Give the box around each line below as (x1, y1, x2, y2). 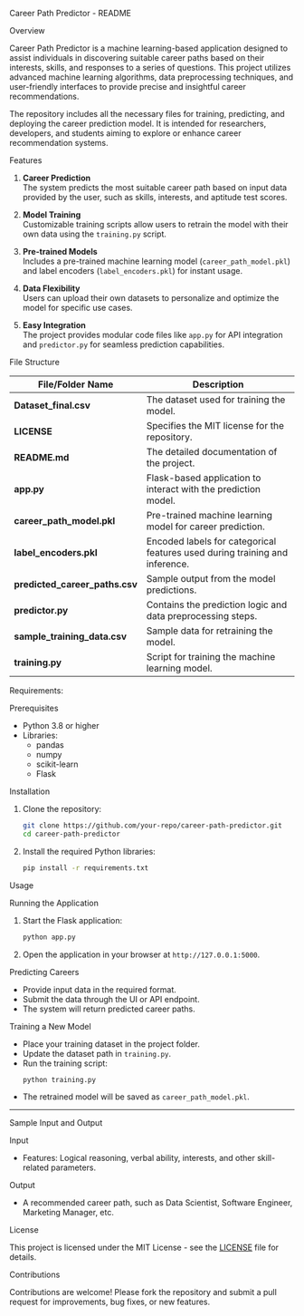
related (22, 1162, 50, 1173)
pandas (35, 740, 65, 750)
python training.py (22, 1075, 97, 1084)
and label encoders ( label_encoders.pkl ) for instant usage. (22, 266, 242, 276)
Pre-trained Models (22, 247, 98, 256)
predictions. (146, 584, 197, 596)
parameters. (51, 1162, 97, 1173)
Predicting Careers (9, 966, 80, 977)
